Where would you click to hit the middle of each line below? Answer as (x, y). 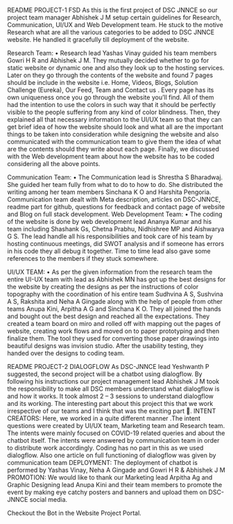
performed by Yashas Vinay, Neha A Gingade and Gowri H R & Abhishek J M (116, 470)
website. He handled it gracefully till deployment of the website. (98, 40)
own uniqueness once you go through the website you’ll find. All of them (111, 97)
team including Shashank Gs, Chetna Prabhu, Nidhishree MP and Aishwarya (116, 229)
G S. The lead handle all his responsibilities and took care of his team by (110, 236)
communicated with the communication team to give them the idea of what (114, 141)
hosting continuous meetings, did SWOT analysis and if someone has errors (116, 244)
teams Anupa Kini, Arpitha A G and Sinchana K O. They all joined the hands (114, 309)
